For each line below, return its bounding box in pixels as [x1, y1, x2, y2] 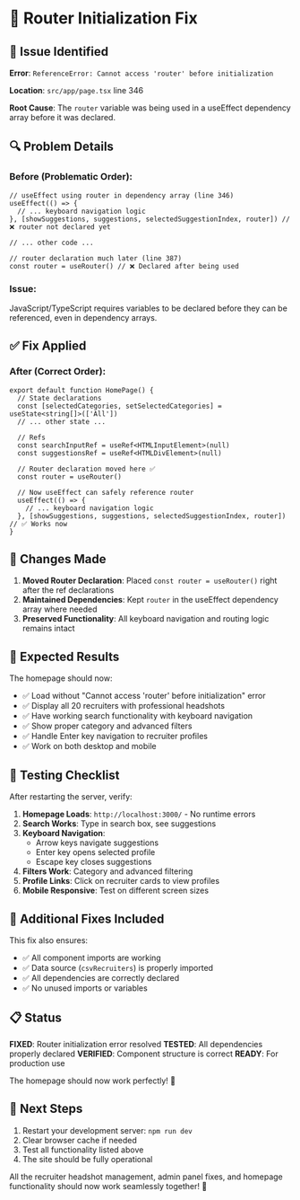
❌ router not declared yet [9, 222, 111, 232]
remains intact [21, 623, 75, 634]
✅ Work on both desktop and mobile [21, 741, 157, 752]
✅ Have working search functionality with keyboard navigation [21, 710, 253, 721]
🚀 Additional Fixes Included [9, 911, 165, 926]
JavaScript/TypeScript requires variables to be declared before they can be [9, 303, 288, 313]
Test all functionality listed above [21, 1144, 144, 1155]
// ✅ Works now [9, 519, 68, 528]
